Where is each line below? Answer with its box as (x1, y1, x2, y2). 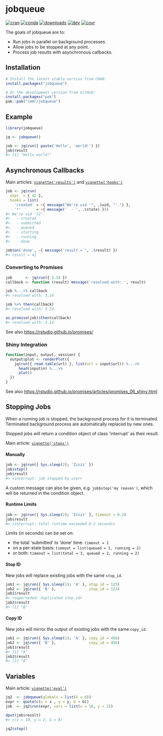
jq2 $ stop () (5, 726, 28, 731)
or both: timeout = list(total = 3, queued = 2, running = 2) (12, 550, 140, 556)
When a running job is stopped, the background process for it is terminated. (5, 416, 159, 422)
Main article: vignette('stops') (5, 440, 69, 446)
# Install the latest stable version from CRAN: (5, 76, 107, 82)
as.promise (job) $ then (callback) (5, 315, 71, 320)
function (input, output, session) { (5, 352, 80, 357)
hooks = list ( (10, 198, 39, 202)
